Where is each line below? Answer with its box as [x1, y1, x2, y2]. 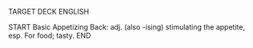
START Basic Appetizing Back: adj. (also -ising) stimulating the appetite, [8, 22, 246, 31]
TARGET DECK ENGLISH [8, 7, 90, 16]
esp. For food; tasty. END [8, 31, 91, 40]
